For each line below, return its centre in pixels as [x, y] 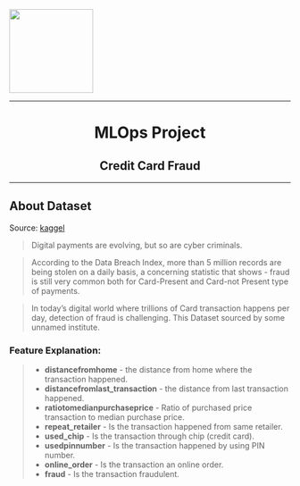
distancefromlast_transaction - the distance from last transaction [166, 389]
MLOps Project [150, 133]
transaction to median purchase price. [114, 417]
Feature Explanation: [55, 350]
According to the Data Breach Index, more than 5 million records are [156, 262]
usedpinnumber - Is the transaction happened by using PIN [154, 446]
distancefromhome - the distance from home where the [148, 370]
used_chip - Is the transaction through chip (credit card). [149, 436]
